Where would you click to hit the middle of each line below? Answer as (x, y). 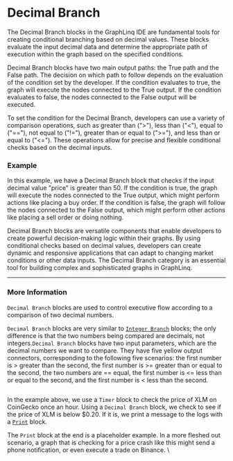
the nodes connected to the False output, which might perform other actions (116, 210)
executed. (21, 104)
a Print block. (27, 421)
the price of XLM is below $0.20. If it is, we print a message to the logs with (115, 414)
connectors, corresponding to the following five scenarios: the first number (114, 358)
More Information (37, 292)
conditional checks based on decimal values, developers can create (104, 246)
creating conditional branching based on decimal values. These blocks (108, 39)
